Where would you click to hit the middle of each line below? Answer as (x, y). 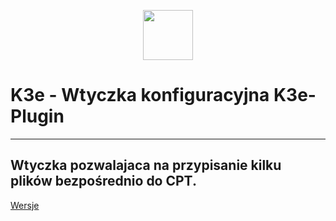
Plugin (37, 116)
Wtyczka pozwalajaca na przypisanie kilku (146, 165)
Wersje (25, 205)
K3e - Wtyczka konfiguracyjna (140, 95)
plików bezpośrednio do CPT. (103, 181)
